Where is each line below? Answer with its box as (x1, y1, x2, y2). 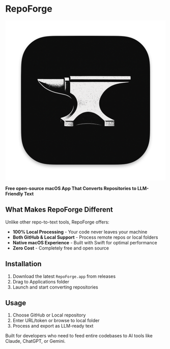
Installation (5, 260, 42, 268)
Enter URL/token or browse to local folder (12, 318, 100, 324)
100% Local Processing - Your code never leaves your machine (12, 229, 148, 235)
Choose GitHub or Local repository (12, 312, 86, 318)
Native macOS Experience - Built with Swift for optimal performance (12, 239, 157, 245)
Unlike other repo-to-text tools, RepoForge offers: (5, 219, 109, 225)
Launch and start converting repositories (12, 284, 98, 290)
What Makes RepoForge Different (5, 205, 114, 214)
